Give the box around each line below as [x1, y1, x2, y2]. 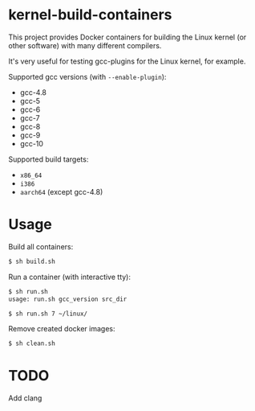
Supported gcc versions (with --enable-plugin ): [8, 72, 167, 81]
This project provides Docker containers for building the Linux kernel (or [8, 32, 247, 42]
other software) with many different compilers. [8, 40, 162, 50]
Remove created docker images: [8, 324, 115, 334]
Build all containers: [8, 241, 74, 251]
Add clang [8, 393, 42, 403]
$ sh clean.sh [8, 339, 56, 347]
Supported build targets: [8, 154, 89, 164]
